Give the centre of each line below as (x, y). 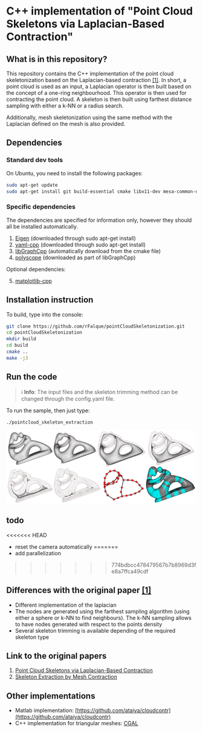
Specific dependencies (41, 207)
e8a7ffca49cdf (130, 571)
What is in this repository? (57, 59)
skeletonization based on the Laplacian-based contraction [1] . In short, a (96, 80)
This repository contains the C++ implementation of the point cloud (90, 73)
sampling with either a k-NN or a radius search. (65, 106)
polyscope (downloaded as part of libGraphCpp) (75, 257)
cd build (17, 346)
